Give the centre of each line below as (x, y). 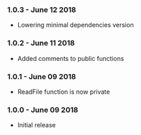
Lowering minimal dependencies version (75, 25)
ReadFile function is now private (64, 92)
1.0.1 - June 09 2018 (42, 76)
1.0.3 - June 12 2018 (42, 10)
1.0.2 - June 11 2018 (41, 43)
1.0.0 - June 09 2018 (43, 110)
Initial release (36, 125)
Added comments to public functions (70, 58)
